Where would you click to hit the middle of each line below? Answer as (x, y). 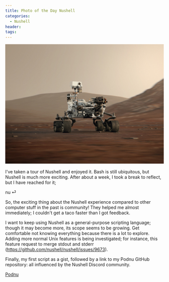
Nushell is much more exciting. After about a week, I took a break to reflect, (83, 177)
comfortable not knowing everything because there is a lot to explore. (77, 233)
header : (13, 27)
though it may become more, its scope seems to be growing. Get (72, 228)
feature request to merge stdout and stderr (50, 244)
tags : (11, 32)
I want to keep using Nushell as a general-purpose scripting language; (78, 223)
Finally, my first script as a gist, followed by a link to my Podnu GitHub (77, 259)
